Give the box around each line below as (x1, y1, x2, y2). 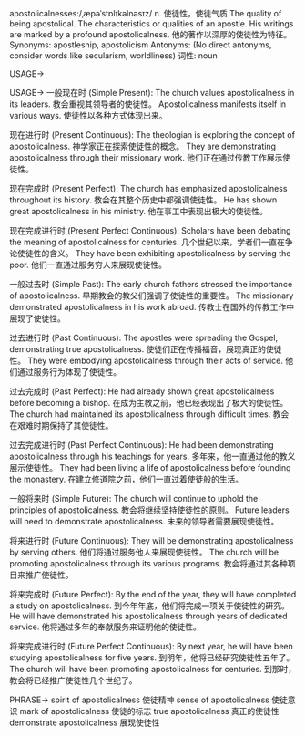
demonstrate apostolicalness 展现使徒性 (9, 717, 160, 728)
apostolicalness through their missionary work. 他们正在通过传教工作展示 (9, 152, 283, 162)
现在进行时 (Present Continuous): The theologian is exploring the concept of (9, 130, 296, 140)
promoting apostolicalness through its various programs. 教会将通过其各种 (9, 558, 289, 568)
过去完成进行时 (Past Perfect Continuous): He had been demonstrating (9, 440, 275, 450)
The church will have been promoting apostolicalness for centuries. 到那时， (9, 664, 297, 674)
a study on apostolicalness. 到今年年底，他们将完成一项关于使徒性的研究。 (9, 600, 290, 611)
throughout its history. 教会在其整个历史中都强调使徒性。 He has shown (9, 194, 278, 205)
